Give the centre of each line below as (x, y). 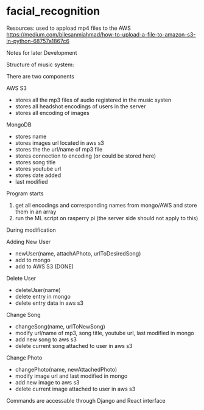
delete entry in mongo (43, 296)
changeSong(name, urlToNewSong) (60, 326)
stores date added (38, 175)
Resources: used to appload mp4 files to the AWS (69, 28)
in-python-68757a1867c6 (38, 41)
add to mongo (33, 260)
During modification (31, 230)
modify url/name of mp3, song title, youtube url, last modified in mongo (104, 333)
